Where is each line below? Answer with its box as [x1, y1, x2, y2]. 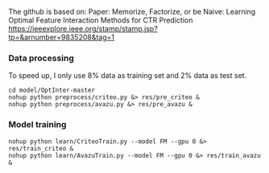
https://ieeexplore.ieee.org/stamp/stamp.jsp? [8, 24, 159, 33]
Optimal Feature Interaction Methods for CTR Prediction [8, 15, 193, 25]
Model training [8, 119, 67, 130]
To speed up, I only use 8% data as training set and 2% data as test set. [8, 71, 247, 80]
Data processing [8, 52, 75, 64]
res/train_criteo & [8, 144, 74, 152]
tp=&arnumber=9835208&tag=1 [8, 32, 115, 42]
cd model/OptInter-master [8, 86, 95, 95]
